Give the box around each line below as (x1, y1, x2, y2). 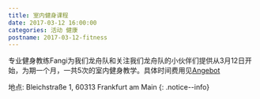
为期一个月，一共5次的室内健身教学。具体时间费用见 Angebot (21, 66, 220, 75)
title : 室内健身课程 (8, 11, 69, 20)
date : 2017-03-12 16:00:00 (8, 19, 97, 27)
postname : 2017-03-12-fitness (8, 33, 108, 42)
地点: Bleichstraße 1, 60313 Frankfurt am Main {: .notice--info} (8, 82, 210, 92)
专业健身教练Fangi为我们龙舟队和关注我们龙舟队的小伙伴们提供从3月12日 (8, 56, 245, 65)
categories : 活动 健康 (8, 26, 78, 34)
